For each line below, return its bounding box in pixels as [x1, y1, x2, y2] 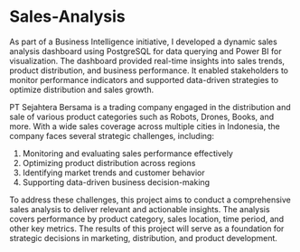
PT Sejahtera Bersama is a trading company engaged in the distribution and [9, 101, 291, 112]
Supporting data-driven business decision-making [22, 176, 211, 187]
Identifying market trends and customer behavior [22, 167, 205, 178]
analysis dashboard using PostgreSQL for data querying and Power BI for [9, 45, 282, 56]
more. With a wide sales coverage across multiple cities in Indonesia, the [9, 120, 280, 132]
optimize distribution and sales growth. [9, 84, 155, 95]
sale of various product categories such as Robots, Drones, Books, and [9, 111, 275, 122]
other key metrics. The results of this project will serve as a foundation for [9, 223, 285, 234]
